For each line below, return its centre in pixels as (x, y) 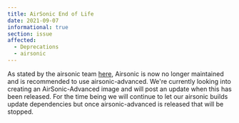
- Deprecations (36, 47)
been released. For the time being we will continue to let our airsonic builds (118, 96)
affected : (22, 41)
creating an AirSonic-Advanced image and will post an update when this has (119, 89)
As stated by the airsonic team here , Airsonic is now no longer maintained (116, 74)
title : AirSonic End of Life (51, 14)
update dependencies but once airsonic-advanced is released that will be (116, 104)
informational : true (38, 27)
